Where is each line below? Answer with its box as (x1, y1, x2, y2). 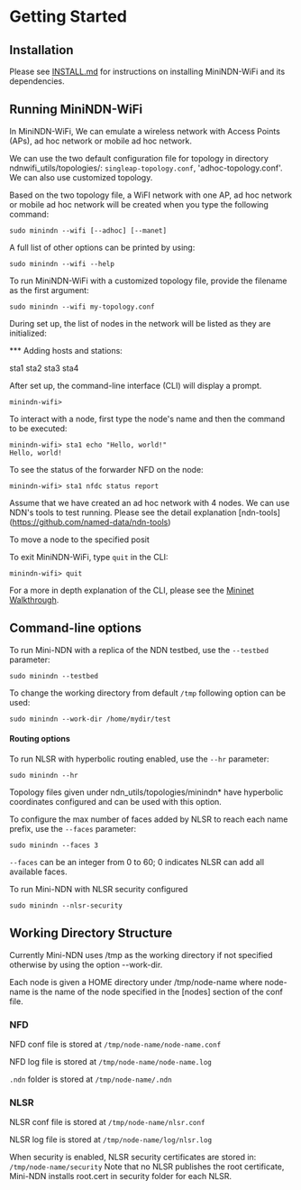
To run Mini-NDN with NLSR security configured (9, 883, 188, 894)
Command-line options (9, 621, 142, 636)
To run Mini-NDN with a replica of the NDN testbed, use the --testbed (9, 644, 269, 655)
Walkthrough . (9, 594, 59, 605)
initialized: (9, 327, 47, 338)
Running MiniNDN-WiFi (9, 102, 143, 117)
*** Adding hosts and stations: (9, 345, 123, 355)
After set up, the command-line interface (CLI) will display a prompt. (9, 380, 262, 391)
